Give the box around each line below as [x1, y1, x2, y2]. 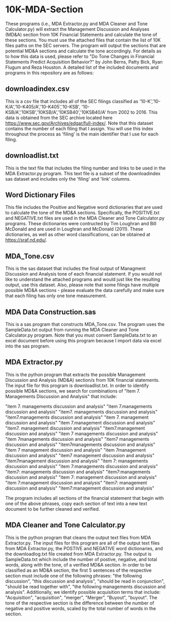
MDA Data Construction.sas [5, 307, 96, 316]
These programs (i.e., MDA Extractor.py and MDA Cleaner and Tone [5, 21, 148, 27]
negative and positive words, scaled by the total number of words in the [5, 605, 156, 611]
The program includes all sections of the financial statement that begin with [5, 495, 164, 501]
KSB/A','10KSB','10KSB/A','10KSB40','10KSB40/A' [5, 109, 106, 115]
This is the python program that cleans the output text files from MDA [5, 534, 152, 540]
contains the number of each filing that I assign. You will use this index [5, 125, 154, 131]
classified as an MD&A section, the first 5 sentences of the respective [5, 567, 152, 573]
